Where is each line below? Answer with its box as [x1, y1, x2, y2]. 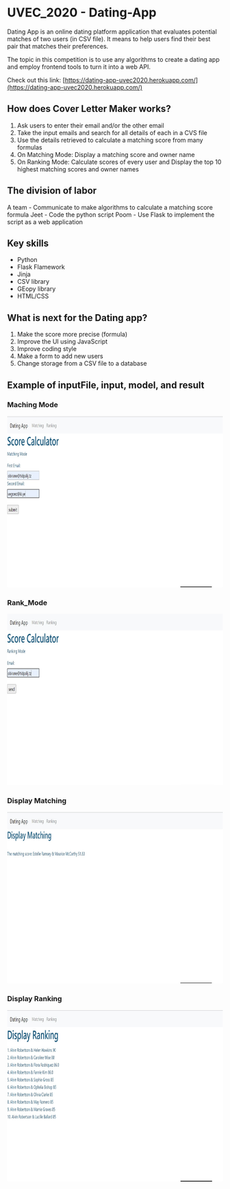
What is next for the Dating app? [7, 312, 148, 324]
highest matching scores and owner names [16, 165, 139, 173]
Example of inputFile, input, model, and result [7, 379, 205, 391]
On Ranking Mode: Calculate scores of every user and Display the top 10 [16, 158, 222, 166]
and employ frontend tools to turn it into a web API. [7, 62, 151, 71]
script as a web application [7, 217, 84, 226]
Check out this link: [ [7, 75, 65, 84]
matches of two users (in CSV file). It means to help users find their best [7, 34, 211, 43]
